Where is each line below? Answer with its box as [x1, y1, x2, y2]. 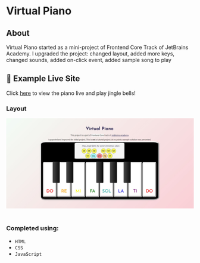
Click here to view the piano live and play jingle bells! [6, 89, 136, 97]
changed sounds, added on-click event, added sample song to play [6, 57, 171, 63]
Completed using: [6, 224, 60, 232]
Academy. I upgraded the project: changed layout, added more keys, [6, 50, 174, 57]
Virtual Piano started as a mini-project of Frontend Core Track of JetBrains [6, 44, 189, 51]
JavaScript [14, 252, 42, 258]
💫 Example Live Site [6, 73, 80, 84]
